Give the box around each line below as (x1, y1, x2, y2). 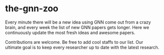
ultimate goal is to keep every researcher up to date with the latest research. (5, 44, 160, 50)
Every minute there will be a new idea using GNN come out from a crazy (5, 19, 151, 25)
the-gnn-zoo (5, 3, 59, 14)
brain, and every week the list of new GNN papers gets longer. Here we (5, 24, 149, 30)
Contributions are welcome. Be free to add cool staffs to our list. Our (5, 39, 143, 45)
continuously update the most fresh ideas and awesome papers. (5, 29, 136, 35)
